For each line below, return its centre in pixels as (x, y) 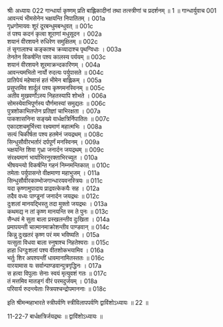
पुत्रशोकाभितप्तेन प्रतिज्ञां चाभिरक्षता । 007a (54, 111)
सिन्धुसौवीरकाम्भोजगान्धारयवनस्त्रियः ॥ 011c (55, 181)
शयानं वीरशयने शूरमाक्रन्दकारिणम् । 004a (54, 65)
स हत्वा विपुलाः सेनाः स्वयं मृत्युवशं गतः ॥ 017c (57, 273)
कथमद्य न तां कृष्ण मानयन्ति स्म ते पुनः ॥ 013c (58, 212)
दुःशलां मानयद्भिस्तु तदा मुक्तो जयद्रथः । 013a (57, 204)
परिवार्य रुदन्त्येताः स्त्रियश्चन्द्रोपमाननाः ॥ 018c (57, 289)
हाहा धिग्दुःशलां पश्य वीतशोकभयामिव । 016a (56, 250)
